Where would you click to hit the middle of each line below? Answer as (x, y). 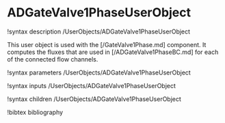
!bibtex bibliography (35, 112)
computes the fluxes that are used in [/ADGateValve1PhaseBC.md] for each (113, 52)
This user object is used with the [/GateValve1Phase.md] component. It (107, 44)
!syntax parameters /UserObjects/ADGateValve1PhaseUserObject (99, 72)
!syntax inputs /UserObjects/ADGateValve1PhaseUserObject (92, 85)
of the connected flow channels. (53, 59)
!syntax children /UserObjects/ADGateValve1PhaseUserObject (94, 99)
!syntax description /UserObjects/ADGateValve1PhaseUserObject (98, 31)
